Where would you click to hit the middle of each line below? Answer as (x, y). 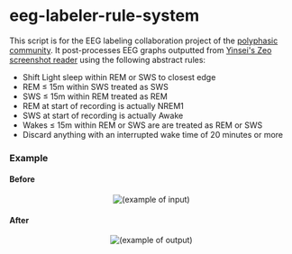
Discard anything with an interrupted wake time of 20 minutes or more (153, 134)
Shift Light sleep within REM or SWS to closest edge (119, 77)
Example (29, 158)
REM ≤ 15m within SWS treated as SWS (96, 86)
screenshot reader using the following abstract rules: (107, 59)
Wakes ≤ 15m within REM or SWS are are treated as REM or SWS (142, 125)
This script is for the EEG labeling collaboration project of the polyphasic (144, 41)
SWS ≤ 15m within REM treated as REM (95, 96)
